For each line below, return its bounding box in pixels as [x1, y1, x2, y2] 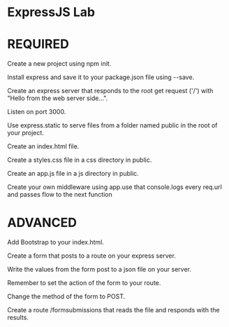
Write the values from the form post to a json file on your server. [7, 265, 192, 274]
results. [7, 313, 29, 322]
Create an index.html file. [7, 142, 80, 151]
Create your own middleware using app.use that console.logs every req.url [7, 183, 222, 191]
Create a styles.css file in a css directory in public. [7, 155, 152, 165]
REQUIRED [7, 36, 70, 53]
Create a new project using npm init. [7, 60, 112, 68]
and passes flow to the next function [7, 190, 113, 199]
